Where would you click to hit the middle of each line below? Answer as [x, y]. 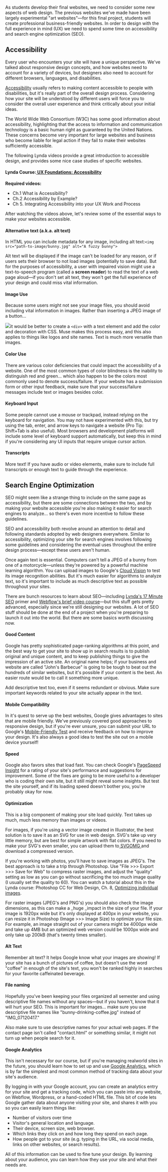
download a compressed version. [40, 851]
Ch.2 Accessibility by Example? [45, 199]
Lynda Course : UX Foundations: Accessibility [53, 172]
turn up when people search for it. [40, 1038]
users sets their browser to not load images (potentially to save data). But [81, 261]
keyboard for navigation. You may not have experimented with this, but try [82, 420]
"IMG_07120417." [22, 1018]
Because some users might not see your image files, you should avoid [77, 305]
